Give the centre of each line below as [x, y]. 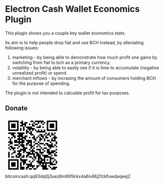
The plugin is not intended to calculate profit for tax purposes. [68, 93]
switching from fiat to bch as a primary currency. [61, 62]
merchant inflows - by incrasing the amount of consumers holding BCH [84, 78]
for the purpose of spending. [41, 83]
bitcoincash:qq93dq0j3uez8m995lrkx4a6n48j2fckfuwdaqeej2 [68, 176]
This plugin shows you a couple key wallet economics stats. [65, 33]
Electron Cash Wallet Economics [72, 9]
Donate [16, 108]
